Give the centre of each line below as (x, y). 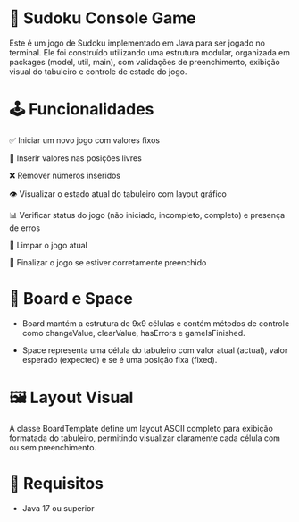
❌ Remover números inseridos (65, 175)
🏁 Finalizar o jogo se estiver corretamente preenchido (108, 262)
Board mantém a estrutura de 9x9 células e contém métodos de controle (156, 323)
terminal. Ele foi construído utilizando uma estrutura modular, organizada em (149, 52)
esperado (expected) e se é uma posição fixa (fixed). (120, 359)
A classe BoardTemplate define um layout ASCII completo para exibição (141, 428)
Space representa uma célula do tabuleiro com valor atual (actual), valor (155, 350)
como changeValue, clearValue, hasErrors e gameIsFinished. (133, 333)
